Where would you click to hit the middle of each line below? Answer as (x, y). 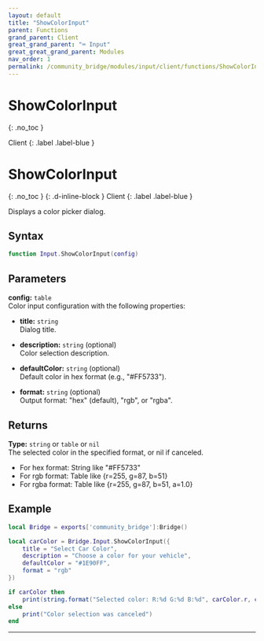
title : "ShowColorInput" (49, 23)
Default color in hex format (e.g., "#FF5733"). (93, 377)
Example (30, 509)
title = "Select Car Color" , (70, 549)
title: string (39, 321)
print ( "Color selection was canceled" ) (88, 614)
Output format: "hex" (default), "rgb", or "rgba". (96, 400)
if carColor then (37, 592)
